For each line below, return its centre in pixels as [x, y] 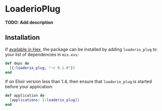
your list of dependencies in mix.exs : [42, 54]
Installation [22, 38]
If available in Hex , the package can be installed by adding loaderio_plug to [81, 49]
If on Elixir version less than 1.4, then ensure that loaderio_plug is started [79, 81]
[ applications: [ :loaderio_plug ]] [44, 100]
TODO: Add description [29, 22]
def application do [25, 95]
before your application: [29, 87]
